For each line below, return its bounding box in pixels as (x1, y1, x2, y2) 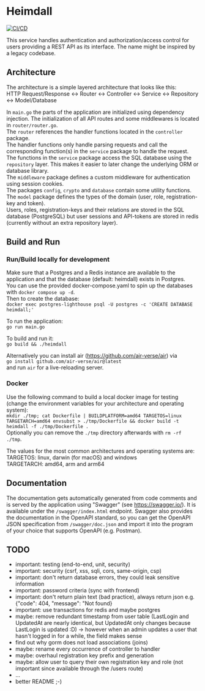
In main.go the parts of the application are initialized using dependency (6, 108, 185, 116)
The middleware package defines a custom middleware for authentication (6, 173, 191, 181)
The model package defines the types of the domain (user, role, (6, 193, 165, 200)
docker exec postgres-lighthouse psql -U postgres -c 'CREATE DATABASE (6, 301, 193, 308)
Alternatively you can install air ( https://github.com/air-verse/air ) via (6, 352, 177, 360)
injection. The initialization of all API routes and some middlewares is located (6, 115, 199, 122)
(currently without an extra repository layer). (6, 219, 118, 226)
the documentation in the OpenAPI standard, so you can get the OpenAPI (6, 513, 191, 521)
